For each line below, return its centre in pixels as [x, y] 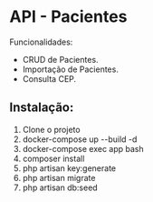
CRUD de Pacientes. [60, 59]
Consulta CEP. [49, 78]
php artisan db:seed [60, 187]
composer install [53, 158]
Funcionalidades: [41, 42]
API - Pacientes [68, 17]
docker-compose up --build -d [80, 139]
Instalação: [42, 108]
